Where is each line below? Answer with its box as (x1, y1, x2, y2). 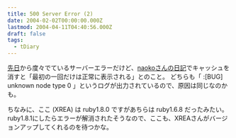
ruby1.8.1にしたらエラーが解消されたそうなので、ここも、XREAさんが (7, 114, 210, 122)
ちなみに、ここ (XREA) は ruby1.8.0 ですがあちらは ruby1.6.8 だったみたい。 (7, 105, 228, 113)
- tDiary (13, 43, 40, 50)
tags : (7, 37, 23, 44)
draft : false (7, 30, 46, 38)
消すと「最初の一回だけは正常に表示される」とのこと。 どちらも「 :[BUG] (7, 72, 223, 81)
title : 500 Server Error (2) (7, 10, 94, 18)
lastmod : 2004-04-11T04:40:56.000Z (7, 23, 113, 30)
